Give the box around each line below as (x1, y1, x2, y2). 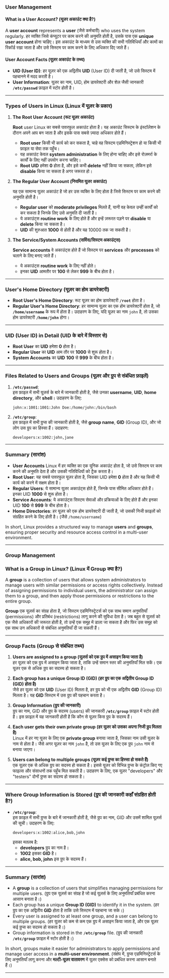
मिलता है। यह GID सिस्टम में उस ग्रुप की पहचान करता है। (12, 692, 106, 698)
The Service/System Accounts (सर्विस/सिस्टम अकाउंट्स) (12, 237, 121, 243)
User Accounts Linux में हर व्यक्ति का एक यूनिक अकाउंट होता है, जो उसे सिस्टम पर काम (12, 463, 162, 469)
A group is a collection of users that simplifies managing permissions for (12, 885, 163, 891)
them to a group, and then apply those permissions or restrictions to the (5, 593, 154, 599)
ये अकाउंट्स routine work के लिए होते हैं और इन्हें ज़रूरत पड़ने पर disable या (20, 215, 151, 221)
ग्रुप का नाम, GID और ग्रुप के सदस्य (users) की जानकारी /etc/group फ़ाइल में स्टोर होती (12, 708, 159, 714)
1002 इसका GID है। (20, 850, 57, 856)
